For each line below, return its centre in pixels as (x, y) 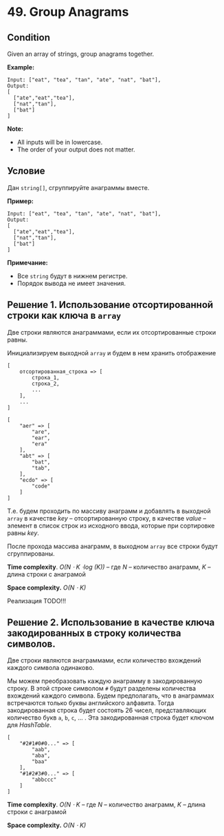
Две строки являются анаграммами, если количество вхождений (104, 660)
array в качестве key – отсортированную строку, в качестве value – (107, 518)
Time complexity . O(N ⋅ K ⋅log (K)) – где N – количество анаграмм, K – (109, 567)
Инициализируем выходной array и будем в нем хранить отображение (112, 353)
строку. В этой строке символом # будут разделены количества (102, 689)
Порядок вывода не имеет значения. (71, 283)
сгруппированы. (31, 553)
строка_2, (46, 384)
